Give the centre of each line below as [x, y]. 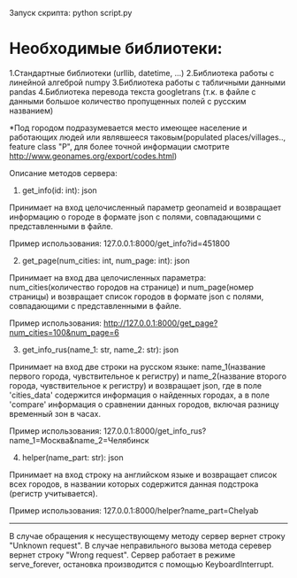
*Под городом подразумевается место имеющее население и [128, 127]
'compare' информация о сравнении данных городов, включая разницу [145, 404]
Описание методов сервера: [63, 173]
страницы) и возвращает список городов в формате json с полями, [137, 297]
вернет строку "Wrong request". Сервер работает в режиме [122, 555]
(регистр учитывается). [54, 493]
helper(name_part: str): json [72, 457]
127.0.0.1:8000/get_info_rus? [155, 431]
